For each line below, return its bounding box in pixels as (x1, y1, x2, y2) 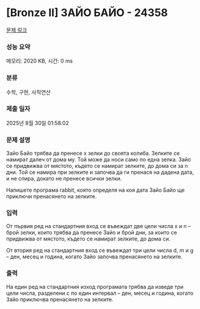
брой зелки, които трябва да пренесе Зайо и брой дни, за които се (6, 229, 177, 236)
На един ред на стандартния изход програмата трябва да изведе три (6, 283, 184, 290)
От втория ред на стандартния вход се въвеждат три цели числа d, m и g (6, 247, 194, 254)
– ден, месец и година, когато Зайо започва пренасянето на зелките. (6, 253, 183, 260)
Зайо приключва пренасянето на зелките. (6, 295, 113, 303)
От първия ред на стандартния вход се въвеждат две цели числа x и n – (6, 223, 191, 230)
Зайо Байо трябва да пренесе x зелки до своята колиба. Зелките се (6, 149, 180, 157)
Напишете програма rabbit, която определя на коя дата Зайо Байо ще (6, 186, 185, 193)
